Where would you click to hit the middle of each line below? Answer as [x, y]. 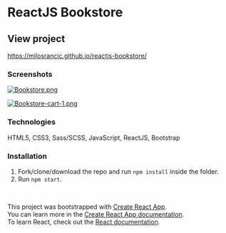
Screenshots [30, 74]
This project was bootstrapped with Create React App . [87, 207]
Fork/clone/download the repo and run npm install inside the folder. [118, 171]
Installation [27, 156]
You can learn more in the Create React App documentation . [96, 214]
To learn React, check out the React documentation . [84, 222]
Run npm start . [40, 179]
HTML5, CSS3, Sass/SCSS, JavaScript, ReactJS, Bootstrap [94, 138]
